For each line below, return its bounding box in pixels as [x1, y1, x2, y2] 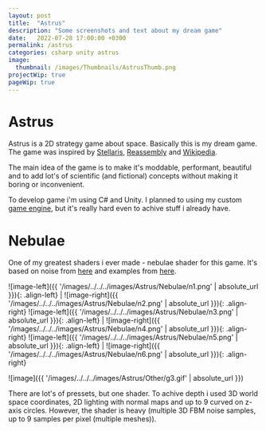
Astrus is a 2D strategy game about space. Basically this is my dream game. [8, 139, 257, 148]
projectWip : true [8, 71, 66, 79]
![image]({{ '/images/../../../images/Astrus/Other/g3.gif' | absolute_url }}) [8, 374, 244, 383]
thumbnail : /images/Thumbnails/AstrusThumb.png [15, 64, 177, 72]
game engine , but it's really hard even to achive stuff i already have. [8, 204, 231, 214]
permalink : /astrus [8, 41, 73, 49]
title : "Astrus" [8, 19, 66, 27]
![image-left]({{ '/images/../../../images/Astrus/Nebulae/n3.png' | [28, 308, 239, 317]
